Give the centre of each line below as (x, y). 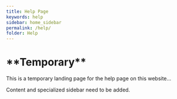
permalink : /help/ (29, 28)
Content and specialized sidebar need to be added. (68, 90)
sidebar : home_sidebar (34, 22)
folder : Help (22, 33)
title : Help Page (27, 11)
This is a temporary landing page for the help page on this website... (89, 78)
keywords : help (25, 17)
